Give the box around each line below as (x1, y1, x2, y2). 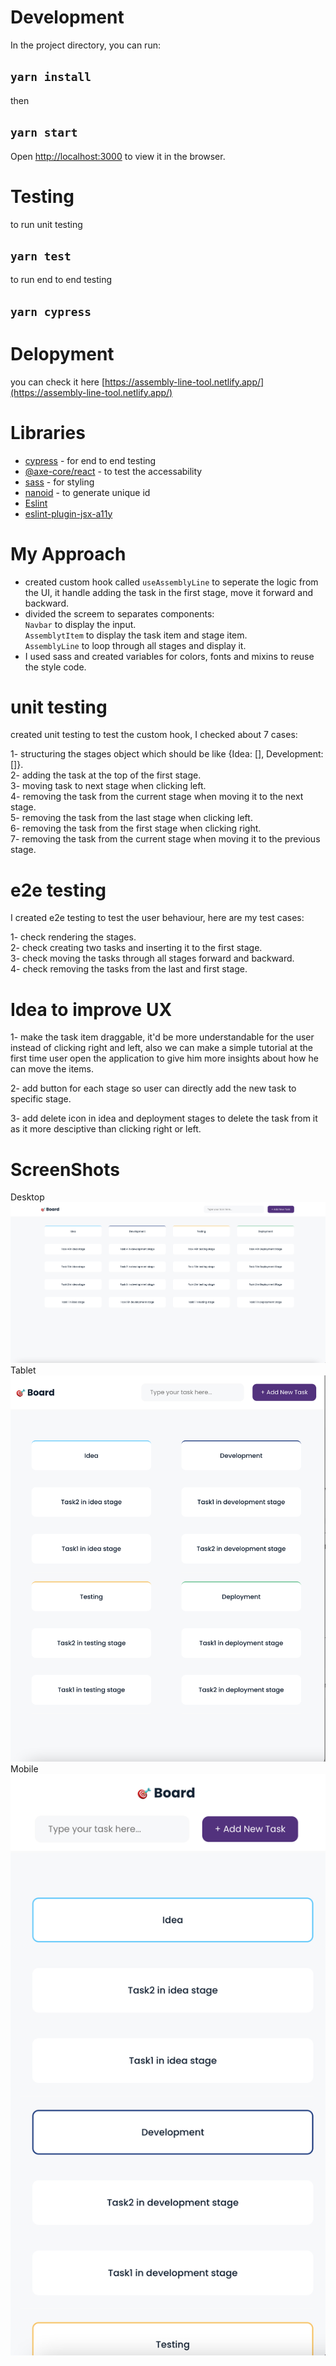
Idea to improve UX (10, 998, 173, 1021)
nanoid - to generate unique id (24, 486, 151, 498)
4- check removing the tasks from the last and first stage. (10, 963, 248, 975)
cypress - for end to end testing (24, 454, 157, 466)
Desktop (10, 1191, 45, 1203)
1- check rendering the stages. (10, 931, 137, 943)
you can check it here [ (10, 376, 106, 388)
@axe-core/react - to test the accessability (24, 465, 203, 477)
